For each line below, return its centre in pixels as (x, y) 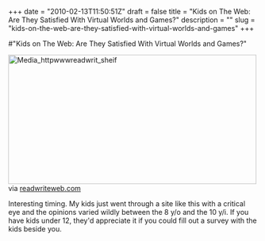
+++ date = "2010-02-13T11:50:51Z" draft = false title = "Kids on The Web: (130, 11)
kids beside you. (35, 229)
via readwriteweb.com (45, 188)
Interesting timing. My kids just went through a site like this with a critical (127, 204)
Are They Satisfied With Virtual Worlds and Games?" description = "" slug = (132, 20)
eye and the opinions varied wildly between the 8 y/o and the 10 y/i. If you (129, 212)
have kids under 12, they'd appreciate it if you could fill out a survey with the (132, 220)
